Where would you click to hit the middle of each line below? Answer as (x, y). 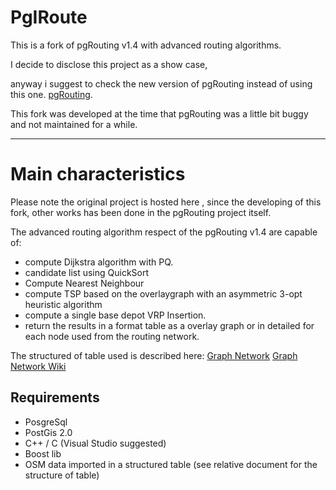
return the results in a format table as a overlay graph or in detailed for (169, 325)
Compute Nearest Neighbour (84, 283)
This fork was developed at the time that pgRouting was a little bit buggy (159, 113)
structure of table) (62, 475)
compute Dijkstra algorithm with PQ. (99, 262)
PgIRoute (49, 17)
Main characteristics (98, 174)
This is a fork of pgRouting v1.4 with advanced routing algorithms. (146, 45)
